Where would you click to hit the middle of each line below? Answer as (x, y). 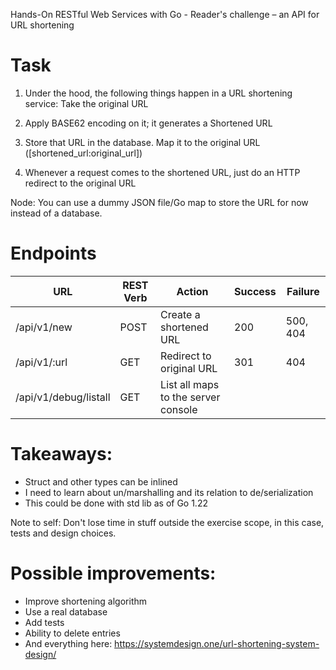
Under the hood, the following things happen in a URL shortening (158, 93)
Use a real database (66, 611)
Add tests (44, 622)
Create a (180, 314)
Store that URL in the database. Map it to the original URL (142, 142)
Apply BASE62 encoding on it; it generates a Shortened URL (148, 123)
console (179, 409)
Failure (303, 291)
